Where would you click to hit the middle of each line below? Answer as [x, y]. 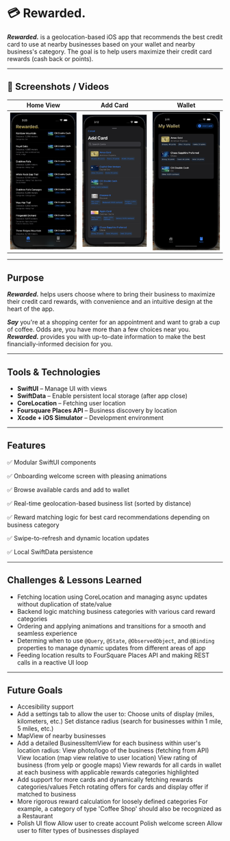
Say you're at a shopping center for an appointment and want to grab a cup [114, 322]
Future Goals [35, 690]
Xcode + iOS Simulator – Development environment [90, 417]
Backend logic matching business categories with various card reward [116, 611]
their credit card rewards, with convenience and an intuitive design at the [110, 302]
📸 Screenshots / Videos [58, 87]
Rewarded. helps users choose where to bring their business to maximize [111, 294]
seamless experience [47, 633]
